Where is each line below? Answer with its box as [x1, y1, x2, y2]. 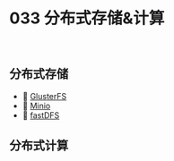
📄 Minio [22, 100, 51, 111]
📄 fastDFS [22, 109, 60, 121]
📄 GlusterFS [22, 90, 67, 101]
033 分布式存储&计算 [9, 8, 165, 29]
